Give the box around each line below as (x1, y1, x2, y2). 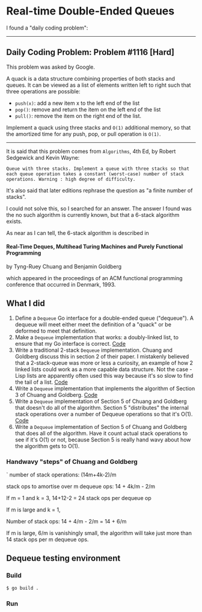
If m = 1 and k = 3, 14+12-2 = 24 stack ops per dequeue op (6, 495, 151, 502)
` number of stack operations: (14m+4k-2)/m (6, 471, 117, 478)
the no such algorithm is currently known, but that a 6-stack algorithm (6, 211, 180, 218)
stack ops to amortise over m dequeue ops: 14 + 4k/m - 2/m (6, 483, 155, 490)
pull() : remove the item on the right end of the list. (14, 112, 142, 119)
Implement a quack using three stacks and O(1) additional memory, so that (6, 123, 191, 131)
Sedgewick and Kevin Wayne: (6, 154, 80, 161)
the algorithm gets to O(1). (14, 442, 80, 449)
